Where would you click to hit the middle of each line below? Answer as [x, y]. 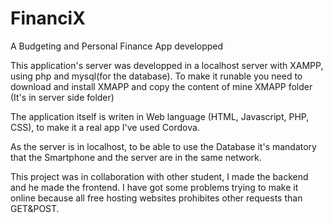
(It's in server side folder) [62, 97]
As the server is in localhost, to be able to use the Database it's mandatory [163, 146]
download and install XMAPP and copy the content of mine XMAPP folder [161, 86]
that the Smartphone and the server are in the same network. [136, 157]
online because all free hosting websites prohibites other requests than [156, 198]
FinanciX [48, 18]
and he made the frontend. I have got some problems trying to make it [154, 187]
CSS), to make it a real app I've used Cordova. [105, 127]
